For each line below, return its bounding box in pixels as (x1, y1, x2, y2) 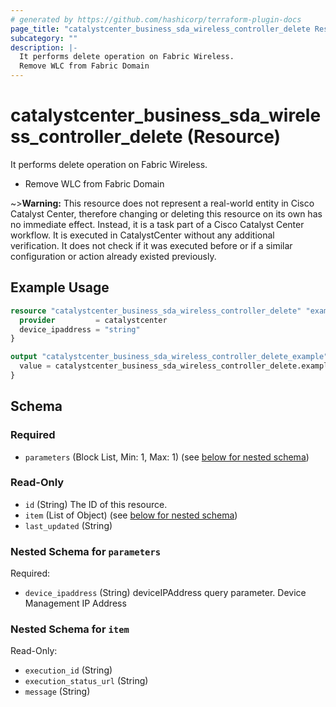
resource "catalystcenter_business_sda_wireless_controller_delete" (10, 306, 302, 316)
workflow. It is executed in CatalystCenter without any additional (10, 229, 275, 241)
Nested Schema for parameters (10, 544, 162, 558)
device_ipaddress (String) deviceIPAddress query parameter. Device (24, 587, 307, 599)
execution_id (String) (24, 664, 113, 676)
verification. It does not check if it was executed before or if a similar (10, 239, 293, 251)
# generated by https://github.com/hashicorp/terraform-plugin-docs (10, 14, 302, 25)
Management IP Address (24, 597, 127, 610)
